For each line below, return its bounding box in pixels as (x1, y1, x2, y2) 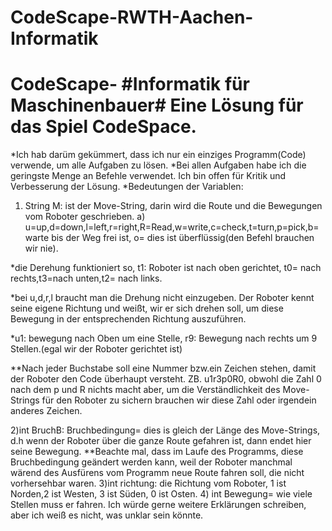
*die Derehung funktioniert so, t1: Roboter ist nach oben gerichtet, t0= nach (10, 262, 322, 274)
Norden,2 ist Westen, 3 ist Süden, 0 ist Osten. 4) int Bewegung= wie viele (10, 488, 313, 500)
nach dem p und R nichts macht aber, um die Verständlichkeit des (10, 384, 281, 396)
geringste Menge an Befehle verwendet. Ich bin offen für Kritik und (10, 170, 287, 182)
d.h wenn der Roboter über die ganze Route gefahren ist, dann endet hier (10, 435, 312, 447)
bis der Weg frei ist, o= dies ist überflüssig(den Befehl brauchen (51, 232, 315, 244)
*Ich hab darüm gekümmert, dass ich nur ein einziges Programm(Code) (10, 149, 307, 161)
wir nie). (24, 242, 59, 255)
